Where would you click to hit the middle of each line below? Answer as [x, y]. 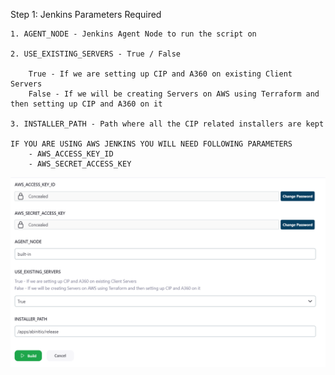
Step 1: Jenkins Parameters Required [86, 14]
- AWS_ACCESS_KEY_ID [71, 154]
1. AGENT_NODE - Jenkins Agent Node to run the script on [133, 34]
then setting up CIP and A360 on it [86, 104]
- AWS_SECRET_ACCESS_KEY [80, 164]
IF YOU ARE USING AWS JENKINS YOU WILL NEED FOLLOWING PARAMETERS [151, 144]
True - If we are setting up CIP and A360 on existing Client [160, 74]
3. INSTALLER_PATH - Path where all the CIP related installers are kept [167, 124]
